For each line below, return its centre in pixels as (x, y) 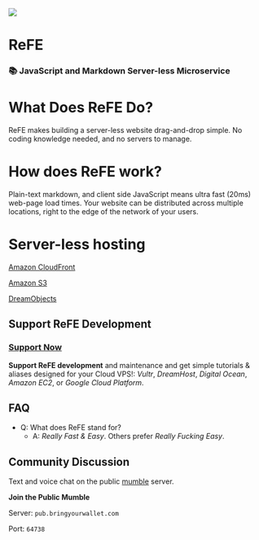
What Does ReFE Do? (81, 108)
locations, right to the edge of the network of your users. (104, 211)
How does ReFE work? (86, 172)
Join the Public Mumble (49, 498)
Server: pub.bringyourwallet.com (64, 513)
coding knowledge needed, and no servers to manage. (100, 139)
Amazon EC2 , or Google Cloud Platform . (76, 382)
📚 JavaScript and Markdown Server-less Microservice (119, 71)
